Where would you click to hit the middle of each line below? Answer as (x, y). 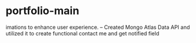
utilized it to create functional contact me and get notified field (82, 33)
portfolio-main (43, 11)
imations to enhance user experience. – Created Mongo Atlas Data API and (98, 27)
